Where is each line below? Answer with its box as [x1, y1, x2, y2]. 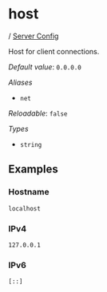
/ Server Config [8, 31, 59, 41]
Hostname [8, 187, 50, 198]
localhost [8, 204, 42, 212]
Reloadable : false [8, 109, 68, 118]
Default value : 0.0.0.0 [8, 61, 82, 72]
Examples [8, 163, 58, 176]
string [19, 140, 42, 148]
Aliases [8, 77, 33, 87]
